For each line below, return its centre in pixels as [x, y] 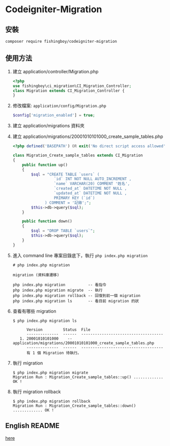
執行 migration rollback [37, 392]
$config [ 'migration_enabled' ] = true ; [54, 116]
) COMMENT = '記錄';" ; [68, 203]
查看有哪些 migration [34, 311]
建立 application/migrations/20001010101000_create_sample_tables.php [88, 136]
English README [32, 426]
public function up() [45, 165]
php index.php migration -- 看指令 [60, 285]
